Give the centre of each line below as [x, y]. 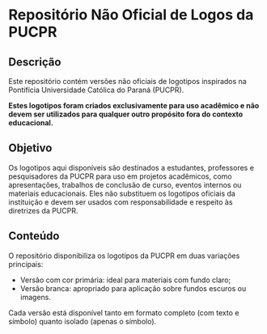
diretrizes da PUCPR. [43, 210]
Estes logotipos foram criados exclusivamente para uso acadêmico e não [134, 106]
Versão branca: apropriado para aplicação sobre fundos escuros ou [133, 288]
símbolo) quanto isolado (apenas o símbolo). [83, 321]
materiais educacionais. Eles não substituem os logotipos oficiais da [122, 193]
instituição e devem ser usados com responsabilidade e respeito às [121, 202]
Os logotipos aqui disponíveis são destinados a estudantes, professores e [131, 167]
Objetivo [30, 148]
